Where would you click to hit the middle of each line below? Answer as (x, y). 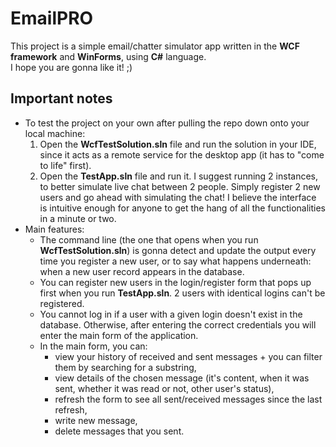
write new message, (96, 420)
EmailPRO (52, 18)
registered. (62, 303)
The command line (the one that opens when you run (149, 239)
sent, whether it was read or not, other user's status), (164, 388)
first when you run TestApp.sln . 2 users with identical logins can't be (182, 293)
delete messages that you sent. (119, 431)
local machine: (55, 133)
